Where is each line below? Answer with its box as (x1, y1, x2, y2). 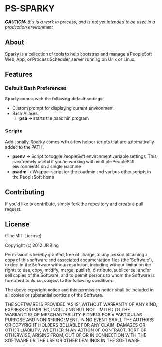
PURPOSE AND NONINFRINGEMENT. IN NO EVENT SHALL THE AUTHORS (5, 317, 154, 323)
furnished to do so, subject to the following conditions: (5, 278, 114, 283)
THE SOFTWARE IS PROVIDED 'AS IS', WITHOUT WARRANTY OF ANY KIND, (5, 301, 158, 307)
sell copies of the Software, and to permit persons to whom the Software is (5, 272, 155, 278)
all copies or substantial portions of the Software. (5, 292, 103, 298)
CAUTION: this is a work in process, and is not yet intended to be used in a (5, 19, 155, 25)
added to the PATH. (5, 144, 44, 149)
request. (5, 206, 22, 212)
